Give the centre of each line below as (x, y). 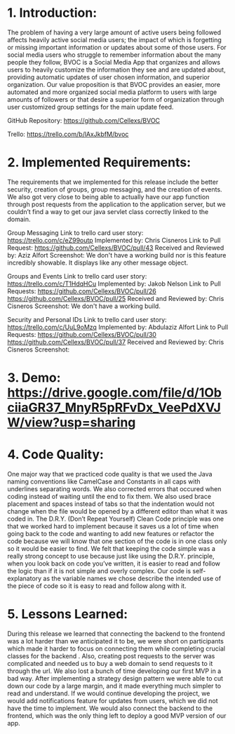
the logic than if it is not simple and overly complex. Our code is (99, 571)
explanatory (25, 578)
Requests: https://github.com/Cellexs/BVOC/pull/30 (82, 334)
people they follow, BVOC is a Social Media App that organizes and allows (114, 62)
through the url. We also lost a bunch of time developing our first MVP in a (114, 671)
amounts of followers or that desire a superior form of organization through (116, 99)
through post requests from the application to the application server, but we (116, 204)
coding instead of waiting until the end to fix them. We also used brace (109, 496)
